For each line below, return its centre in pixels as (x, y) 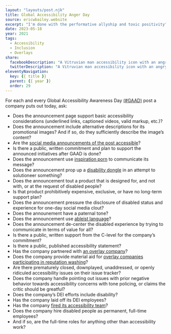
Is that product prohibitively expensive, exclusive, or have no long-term (87, 191)
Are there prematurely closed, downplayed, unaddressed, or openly (83, 267)
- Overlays (21, 53)
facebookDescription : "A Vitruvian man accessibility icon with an (83, 62)
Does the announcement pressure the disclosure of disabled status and (88, 202)
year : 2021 (17, 34)
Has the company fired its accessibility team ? (60, 305)
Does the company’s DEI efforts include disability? (65, 294)
